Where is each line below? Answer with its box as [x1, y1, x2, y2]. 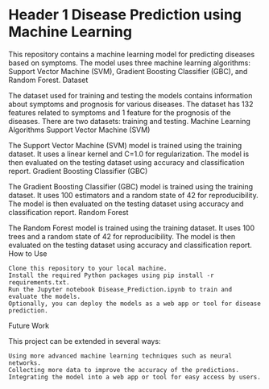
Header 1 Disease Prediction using [8, 6, 242, 24]
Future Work [8, 321, 50, 330]
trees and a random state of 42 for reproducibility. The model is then [8, 231, 236, 241]
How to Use [8, 248, 48, 259]
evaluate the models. [8, 292, 81, 300]
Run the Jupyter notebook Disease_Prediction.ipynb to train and [8, 285, 232, 293]
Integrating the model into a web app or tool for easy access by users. [8, 373, 262, 381]
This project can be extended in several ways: [8, 336, 161, 346]
